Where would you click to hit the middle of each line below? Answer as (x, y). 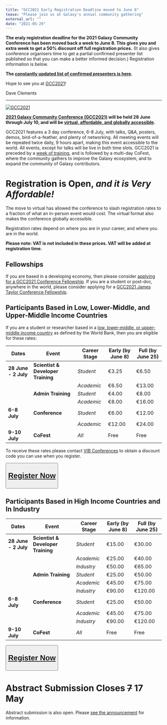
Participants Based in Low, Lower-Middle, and (78, 308)
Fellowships (25, 264)
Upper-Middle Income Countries (57, 316)
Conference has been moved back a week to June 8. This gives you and (81, 43)
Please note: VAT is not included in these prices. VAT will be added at (78, 243)
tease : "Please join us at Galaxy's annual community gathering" (74, 14)
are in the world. (22, 234)
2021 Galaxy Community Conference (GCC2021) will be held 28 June (78, 117)
